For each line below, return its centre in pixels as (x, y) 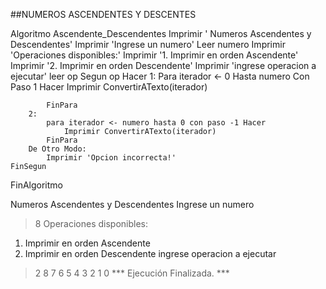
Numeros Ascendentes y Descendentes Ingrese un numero (132, 204)
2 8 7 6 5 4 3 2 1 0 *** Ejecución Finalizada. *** (132, 273)
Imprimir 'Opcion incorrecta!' (111, 158)
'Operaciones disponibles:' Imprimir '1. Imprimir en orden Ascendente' (154, 55)
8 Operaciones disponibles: (91, 223)
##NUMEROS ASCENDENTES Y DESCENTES (103, 14)
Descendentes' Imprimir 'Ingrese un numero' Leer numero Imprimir (148, 44)
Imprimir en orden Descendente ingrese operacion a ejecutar (150, 253)
